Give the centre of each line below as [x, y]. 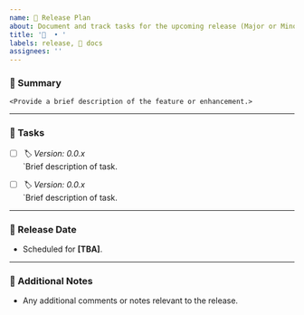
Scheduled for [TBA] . [62, 249]
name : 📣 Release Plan [50, 18]
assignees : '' [36, 52]
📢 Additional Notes [51, 281]
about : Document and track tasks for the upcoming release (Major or [143, 26]
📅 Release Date [43, 229]
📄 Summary [35, 83]
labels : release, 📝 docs [56, 43]
